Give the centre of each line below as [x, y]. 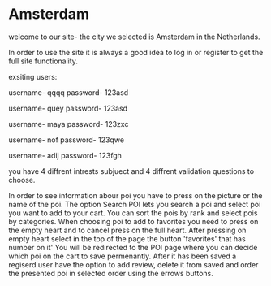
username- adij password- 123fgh [65, 155]
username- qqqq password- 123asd [69, 92]
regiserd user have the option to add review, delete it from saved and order [133, 264]
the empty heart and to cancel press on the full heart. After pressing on [127, 230]
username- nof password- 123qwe [66, 140]
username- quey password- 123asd [68, 108]
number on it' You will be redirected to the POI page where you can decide [133, 247]
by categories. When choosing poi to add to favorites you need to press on [133, 221]
